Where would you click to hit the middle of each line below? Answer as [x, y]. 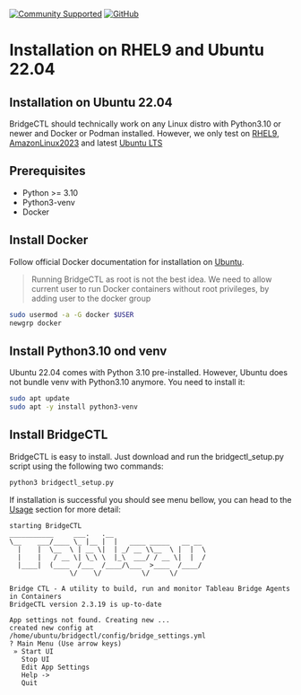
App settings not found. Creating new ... [90, 620]
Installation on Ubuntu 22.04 [91, 102]
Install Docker [49, 240]
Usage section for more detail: [65, 509]
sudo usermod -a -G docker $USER [72, 314]
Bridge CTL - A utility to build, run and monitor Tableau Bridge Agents [150, 588]
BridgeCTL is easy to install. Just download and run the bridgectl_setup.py [147, 456]
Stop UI [35, 659]
